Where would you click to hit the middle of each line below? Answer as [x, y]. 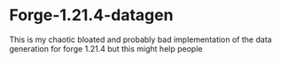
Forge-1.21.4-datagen [91, 15]
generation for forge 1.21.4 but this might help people [106, 48]
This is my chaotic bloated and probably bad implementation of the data [140, 39]
